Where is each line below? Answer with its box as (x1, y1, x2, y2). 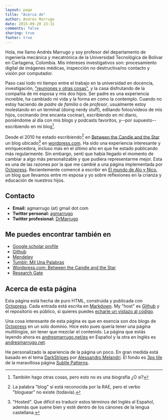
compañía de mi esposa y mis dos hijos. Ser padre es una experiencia (5, 91, 149, 97)
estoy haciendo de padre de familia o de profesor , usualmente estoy (5, 101, 146, 107)
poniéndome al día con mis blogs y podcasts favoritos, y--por (5, 117, 132, 123)
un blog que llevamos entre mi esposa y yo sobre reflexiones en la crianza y (5, 172, 162, 178)
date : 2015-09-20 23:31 (5, 21, 55, 27)
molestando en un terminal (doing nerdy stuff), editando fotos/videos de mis (5, 106, 162, 113)
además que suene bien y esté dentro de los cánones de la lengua (12, 404, 149, 410)
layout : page (5, 7, 32, 13)
